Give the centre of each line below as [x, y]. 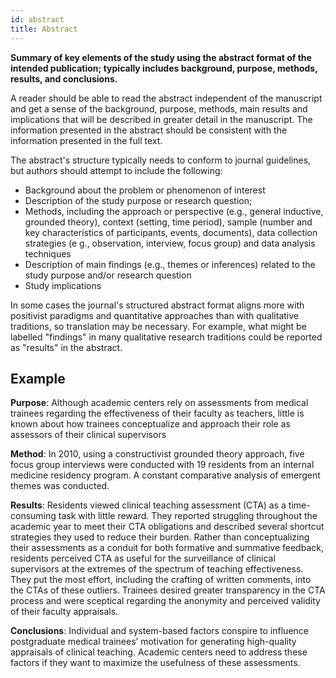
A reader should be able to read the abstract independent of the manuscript [166, 98]
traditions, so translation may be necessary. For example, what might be [158, 326]
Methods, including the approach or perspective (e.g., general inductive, [174, 211]
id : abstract [37, 19]
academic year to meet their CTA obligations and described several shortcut [167, 527]
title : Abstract [44, 29]
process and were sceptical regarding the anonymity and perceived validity [165, 601]
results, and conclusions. [64, 78]
